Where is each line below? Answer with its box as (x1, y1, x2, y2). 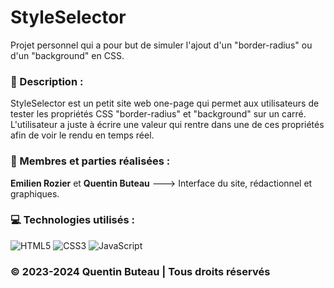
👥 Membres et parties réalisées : (10, 154, 171, 168)
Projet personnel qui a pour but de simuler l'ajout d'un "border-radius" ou (10, 39, 313, 51)
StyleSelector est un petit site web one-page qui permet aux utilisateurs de (10, 97, 320, 110)
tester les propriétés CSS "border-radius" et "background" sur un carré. (10, 108, 307, 120)
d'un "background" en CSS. (10, 49, 125, 61)
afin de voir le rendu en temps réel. (10, 129, 155, 141)
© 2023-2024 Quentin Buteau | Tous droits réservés (10, 264, 271, 278)
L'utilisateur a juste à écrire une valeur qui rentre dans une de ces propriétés (10, 119, 325, 131)
